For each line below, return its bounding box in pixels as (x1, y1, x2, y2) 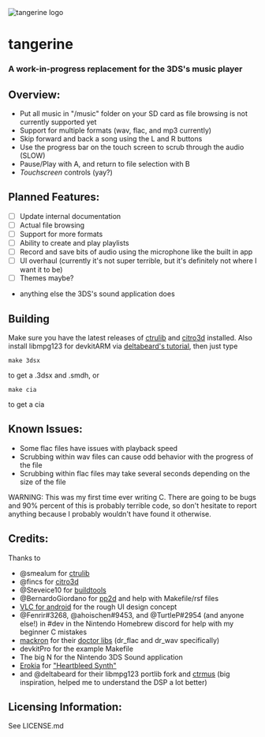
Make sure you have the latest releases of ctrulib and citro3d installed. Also (8, 333, 253, 342)
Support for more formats (19, 229, 103, 239)
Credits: (8, 532, 49, 546)
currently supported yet (19, 117, 97, 126)
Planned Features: (8, 190, 100, 204)
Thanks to (8, 553, 41, 562)
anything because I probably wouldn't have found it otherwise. (8, 509, 211, 518)
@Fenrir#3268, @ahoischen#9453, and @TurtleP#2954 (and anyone (19, 610, 244, 619)
